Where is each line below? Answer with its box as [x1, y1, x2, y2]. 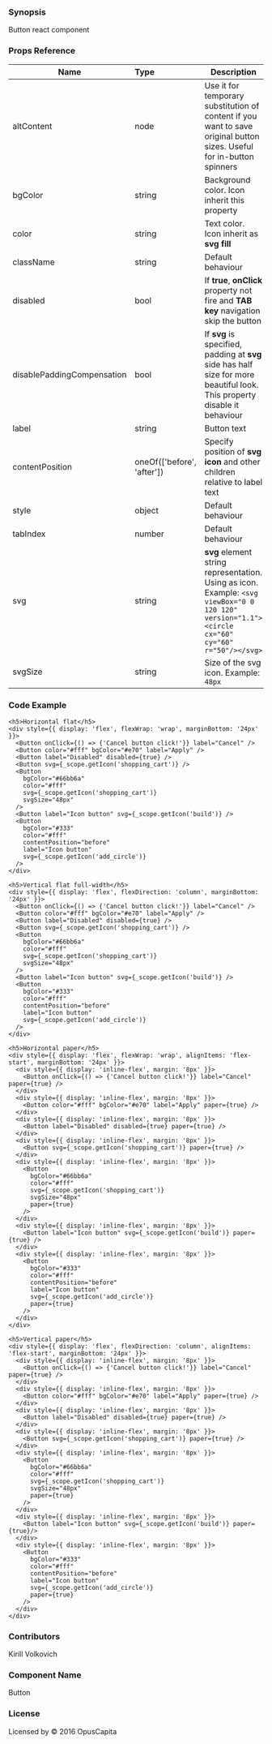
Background [204, 174, 251, 185]
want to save [204, 120, 253, 131]
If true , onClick [204, 274, 263, 286]
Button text [204, 423, 247, 434]
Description [210, 66, 257, 77]
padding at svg [204, 348, 262, 359]
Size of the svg [204, 656, 261, 668]
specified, [204, 338, 243, 350]
